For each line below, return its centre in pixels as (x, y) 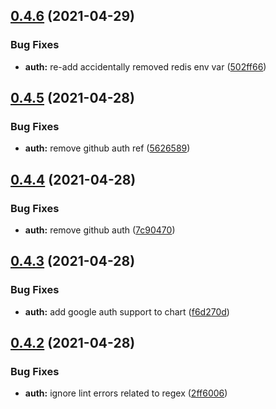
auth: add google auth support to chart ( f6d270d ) (127, 311)
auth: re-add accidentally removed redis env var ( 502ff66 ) (145, 66)
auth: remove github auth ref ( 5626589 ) (107, 148)
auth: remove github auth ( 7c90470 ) (100, 230)
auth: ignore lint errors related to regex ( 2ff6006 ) (126, 393)
